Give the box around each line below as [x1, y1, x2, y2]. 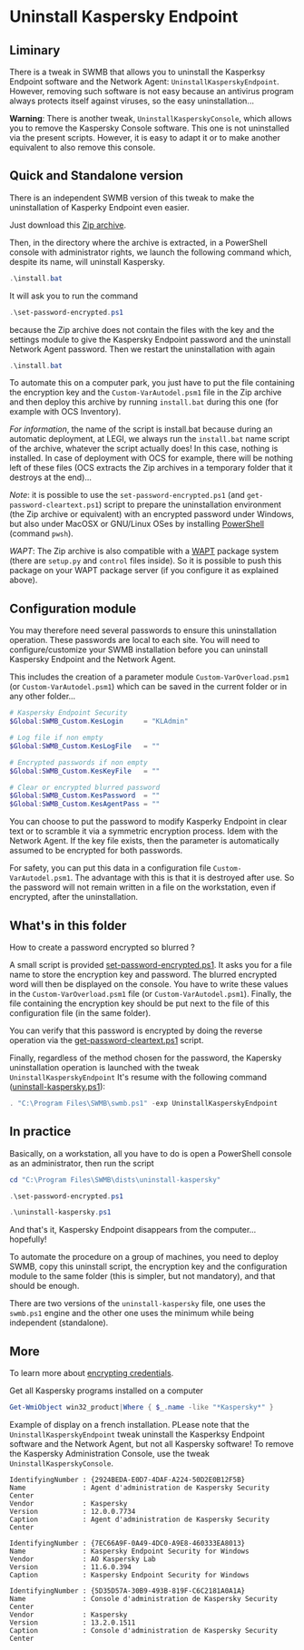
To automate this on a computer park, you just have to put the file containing [9, 377, 295, 388]
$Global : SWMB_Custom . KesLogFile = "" [9, 741, 161, 750]
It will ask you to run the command [9, 290, 139, 301]
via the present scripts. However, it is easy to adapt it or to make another [9, 132, 281, 142]
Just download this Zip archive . [9, 220, 127, 230]
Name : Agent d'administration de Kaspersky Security [9, 1483, 270, 1492]
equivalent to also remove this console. [9, 142, 156, 152]
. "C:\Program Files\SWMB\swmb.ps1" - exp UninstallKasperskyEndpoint [9, 1098, 279, 1108]
